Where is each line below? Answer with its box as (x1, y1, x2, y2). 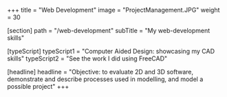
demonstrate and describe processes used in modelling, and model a (7, 75, 204, 83)
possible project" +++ (7, 83, 69, 90)
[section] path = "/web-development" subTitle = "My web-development (7, 27, 210, 34)
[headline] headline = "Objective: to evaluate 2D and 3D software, (7, 68, 194, 76)
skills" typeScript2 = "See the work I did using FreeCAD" (7, 54, 168, 63)
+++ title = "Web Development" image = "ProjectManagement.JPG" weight (7, 6, 220, 14)
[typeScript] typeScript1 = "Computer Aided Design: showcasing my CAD (7, 47, 215, 55)
